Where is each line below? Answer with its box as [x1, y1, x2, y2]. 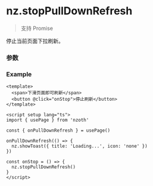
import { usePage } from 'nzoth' [6, 117, 89, 123]
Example [6, 70, 32, 78]
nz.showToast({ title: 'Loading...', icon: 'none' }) [11, 143, 148, 150]
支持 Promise [20, 24, 54, 32]
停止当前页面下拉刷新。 [6, 37, 64, 44]
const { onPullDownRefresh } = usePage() [6, 128, 111, 134]
